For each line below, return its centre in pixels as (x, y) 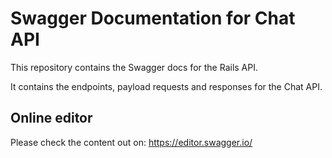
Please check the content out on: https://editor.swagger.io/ (131, 142)
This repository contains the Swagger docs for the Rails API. (134, 67)
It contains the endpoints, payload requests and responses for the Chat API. (166, 86)
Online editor (51, 118)
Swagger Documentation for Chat (153, 18)
